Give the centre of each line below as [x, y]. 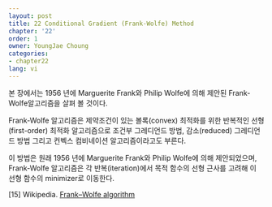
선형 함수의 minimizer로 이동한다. [62, 178]
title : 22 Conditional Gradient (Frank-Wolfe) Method [101, 24]
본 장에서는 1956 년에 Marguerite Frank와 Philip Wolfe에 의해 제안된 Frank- [130, 93]
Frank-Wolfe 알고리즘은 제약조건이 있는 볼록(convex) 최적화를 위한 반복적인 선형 [136, 120]
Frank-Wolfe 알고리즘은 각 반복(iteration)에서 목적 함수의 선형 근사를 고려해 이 [133, 168]
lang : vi [23, 69]
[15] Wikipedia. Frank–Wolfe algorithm [72, 194]
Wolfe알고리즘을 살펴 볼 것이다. [58, 103]
